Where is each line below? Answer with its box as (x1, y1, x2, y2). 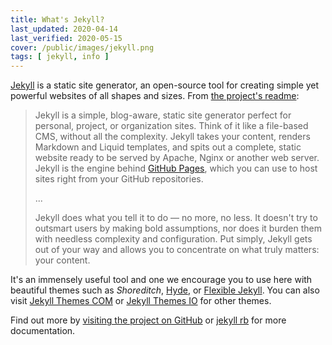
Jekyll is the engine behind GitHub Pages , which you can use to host (34, 162, 318, 175)
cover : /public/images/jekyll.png (10, 42, 155, 53)
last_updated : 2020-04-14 (10, 24, 118, 34)
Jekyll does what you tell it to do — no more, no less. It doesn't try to (34, 212, 318, 224)
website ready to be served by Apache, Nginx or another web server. (34, 152, 320, 164)
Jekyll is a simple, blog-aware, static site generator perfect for (34, 109, 292, 121)
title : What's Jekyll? (10, 14, 105, 25)
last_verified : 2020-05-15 (10, 33, 123, 43)
